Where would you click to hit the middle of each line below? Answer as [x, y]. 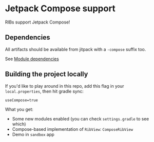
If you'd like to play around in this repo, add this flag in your [65, 86]
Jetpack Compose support [60, 9]
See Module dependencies [32, 59]
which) [19, 124]
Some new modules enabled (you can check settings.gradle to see [80, 118]
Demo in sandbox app [33, 134]
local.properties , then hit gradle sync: [44, 91]
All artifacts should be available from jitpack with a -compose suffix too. [76, 49]
